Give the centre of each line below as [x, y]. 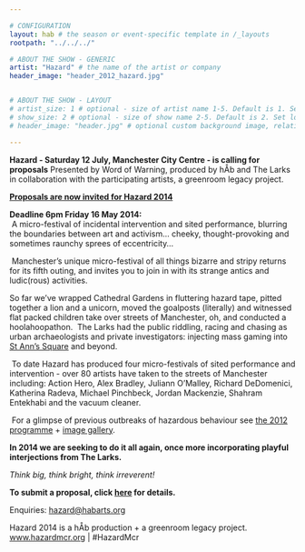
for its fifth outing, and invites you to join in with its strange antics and [139, 270]
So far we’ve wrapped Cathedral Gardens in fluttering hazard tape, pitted [146, 297]
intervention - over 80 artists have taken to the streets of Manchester [138, 373]
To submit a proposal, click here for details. [93, 492]
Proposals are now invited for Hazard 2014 [91, 196]
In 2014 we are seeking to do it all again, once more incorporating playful [149, 447]
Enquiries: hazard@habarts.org [68, 509]
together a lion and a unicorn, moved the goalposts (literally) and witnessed [151, 307]
